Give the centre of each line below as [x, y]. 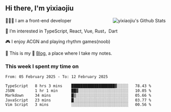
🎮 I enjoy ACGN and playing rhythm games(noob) [58, 41]
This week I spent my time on [42, 66]
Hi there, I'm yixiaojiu [39, 8]
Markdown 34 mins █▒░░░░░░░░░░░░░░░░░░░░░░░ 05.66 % [78, 95]
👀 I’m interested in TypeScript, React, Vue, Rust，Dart [62, 31]
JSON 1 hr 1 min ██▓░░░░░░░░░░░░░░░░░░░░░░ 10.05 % [78, 91]
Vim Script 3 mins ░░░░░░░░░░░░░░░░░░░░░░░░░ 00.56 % [78, 105]
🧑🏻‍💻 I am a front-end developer [38, 20]
